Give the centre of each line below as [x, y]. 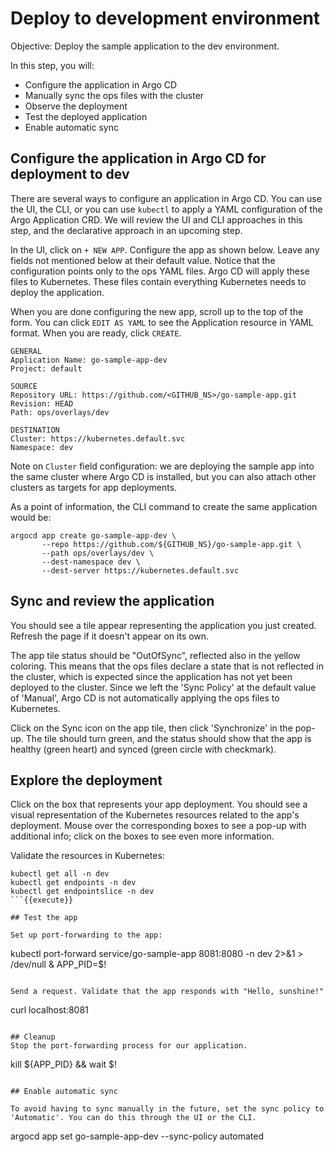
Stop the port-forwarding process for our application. [129, 1046]
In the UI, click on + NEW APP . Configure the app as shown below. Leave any [165, 249]
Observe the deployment [76, 106]
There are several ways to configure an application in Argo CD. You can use [166, 198]
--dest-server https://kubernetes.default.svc [140, 570]
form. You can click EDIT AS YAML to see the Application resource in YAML [162, 322]
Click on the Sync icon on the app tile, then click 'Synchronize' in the [151, 728]
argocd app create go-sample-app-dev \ [93, 535]
